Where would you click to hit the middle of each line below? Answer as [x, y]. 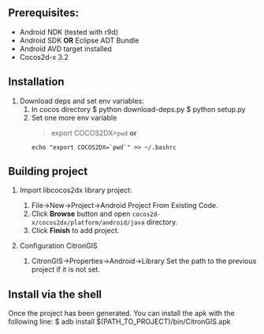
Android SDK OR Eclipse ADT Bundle [79, 40]
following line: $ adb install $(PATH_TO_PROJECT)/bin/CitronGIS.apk [119, 321]
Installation [36, 82]
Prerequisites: [43, 13]
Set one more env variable [74, 117]
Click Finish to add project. [75, 231]
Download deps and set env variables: [82, 101]
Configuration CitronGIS [58, 246]
